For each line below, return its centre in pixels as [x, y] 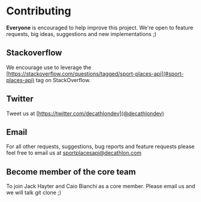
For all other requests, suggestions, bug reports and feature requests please [100, 147]
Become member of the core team [71, 172]
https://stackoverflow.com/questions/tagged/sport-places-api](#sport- [96, 74]
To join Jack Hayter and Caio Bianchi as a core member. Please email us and [101, 186]
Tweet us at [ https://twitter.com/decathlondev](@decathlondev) [85, 113]
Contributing [39, 11]
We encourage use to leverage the [49, 67]
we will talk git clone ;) [34, 192]
